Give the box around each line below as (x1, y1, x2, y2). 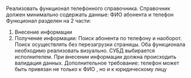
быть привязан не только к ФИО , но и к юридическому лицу (14, 66, 167, 72)
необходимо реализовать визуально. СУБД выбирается (14, 47, 155, 54)
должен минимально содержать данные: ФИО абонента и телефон (6, 11, 174, 18)
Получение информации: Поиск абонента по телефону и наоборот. (14, 35, 182, 41)
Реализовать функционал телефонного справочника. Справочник (6, 5, 171, 12)
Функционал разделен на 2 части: (6, 17, 92, 24)
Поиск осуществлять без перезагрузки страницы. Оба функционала (14, 41, 186, 48)
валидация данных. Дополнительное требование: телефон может (14, 59, 179, 66)
